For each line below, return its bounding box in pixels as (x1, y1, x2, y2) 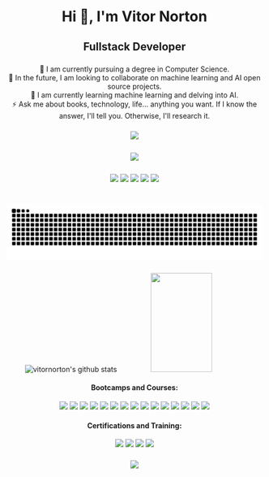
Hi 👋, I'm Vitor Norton (62, 7, 207, 26)
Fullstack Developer (83, 40, 186, 54)
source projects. (107, 81, 162, 91)
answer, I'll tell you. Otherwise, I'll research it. (58, 111, 211, 120)
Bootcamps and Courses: (91, 383, 178, 392)
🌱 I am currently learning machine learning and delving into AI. (30, 89, 239, 100)
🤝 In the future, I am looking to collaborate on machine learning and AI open (8, 72, 261, 82)
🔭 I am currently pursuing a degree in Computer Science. (39, 64, 230, 74)
